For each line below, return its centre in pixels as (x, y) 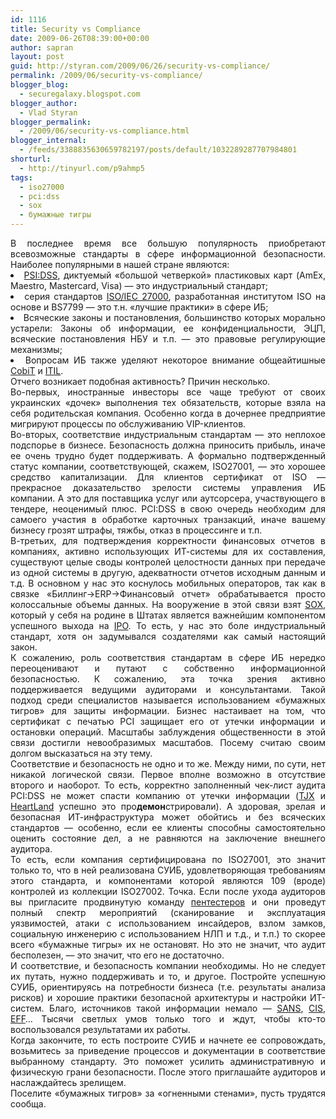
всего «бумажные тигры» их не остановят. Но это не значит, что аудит (168, 944)
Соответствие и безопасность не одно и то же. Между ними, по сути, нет (168, 764)
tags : (21, 177)
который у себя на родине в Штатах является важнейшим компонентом (168, 615)
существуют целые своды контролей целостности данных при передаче (168, 562)
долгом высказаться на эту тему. (81, 753)
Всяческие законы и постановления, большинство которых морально (175, 317)
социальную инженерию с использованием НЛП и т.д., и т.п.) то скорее (168, 934)
